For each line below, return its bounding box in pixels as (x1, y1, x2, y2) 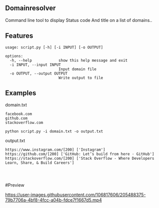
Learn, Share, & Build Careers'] (5, 160, 75, 166)
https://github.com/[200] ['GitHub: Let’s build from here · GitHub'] (5, 152, 155, 157)
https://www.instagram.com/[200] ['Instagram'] (5, 147, 106, 152)
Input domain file (58, 67, 97, 72)
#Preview (5, 182, 25, 188)
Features (5, 32, 33, 40)
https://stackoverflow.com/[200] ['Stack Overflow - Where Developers (5, 156, 155, 161)
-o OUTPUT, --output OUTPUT (9, 71, 68, 76)
